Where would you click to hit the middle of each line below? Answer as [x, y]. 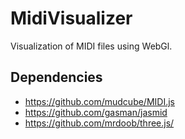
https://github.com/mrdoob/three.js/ [99, 123]
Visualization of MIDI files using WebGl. [91, 46]
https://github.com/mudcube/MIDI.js [99, 101]
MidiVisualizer [71, 18]
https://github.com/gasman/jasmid [96, 112]
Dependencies [56, 77]
